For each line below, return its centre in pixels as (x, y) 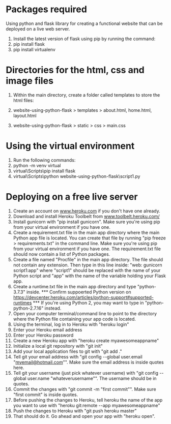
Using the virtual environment (70, 146)
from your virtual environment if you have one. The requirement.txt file (87, 249)
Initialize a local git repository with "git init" (58, 346)
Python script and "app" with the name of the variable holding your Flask (89, 276)
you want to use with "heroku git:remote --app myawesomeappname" (87, 405)
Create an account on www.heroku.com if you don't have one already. (87, 211)
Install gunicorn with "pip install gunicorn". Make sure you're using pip (87, 222)
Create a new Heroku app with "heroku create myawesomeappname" (86, 340)
